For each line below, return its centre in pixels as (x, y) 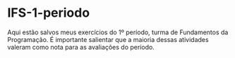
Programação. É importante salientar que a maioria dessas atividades (108, 39)
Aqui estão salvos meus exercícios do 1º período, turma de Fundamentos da (118, 32)
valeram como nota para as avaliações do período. (81, 47)
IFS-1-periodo (49, 13)
